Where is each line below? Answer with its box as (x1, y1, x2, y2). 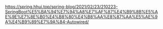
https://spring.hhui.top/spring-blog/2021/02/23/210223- (5, 4, 118, 10)
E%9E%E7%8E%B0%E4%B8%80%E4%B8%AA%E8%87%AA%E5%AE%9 (5, 14, 158, 19)
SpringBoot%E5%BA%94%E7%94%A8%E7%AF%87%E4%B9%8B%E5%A (5, 9, 158, 14)
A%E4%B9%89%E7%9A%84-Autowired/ (5, 19, 89, 25)
